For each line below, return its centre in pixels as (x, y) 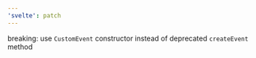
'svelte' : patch (34, 15)
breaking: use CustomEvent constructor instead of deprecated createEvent (128, 38)
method (20, 46)
